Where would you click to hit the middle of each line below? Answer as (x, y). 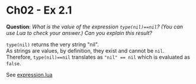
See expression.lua (29, 75)
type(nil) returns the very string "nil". (53, 44)
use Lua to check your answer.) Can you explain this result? (79, 33)
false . (14, 63)
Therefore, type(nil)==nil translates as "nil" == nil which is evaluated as (98, 57)
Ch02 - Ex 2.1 (39, 10)
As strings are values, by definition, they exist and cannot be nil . (85, 50)
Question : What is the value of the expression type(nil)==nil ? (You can (95, 27)
